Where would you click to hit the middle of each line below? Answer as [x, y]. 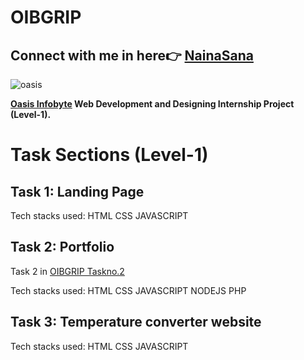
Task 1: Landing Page [77, 191]
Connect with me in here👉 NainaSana [132, 55]
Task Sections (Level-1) [109, 155]
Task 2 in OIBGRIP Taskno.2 [67, 271]
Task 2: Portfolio [62, 247]
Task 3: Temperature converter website [136, 322]
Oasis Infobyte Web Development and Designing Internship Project [152, 104]
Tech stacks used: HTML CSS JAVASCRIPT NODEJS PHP [128, 290]
